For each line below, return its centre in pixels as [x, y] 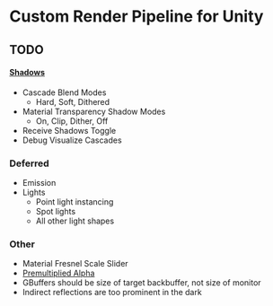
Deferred [29, 163]
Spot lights [56, 212]
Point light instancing [75, 202]
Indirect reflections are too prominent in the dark [112, 293]
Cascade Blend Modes [64, 92]
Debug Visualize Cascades [72, 140]
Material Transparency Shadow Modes [94, 111]
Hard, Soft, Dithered [73, 101]
